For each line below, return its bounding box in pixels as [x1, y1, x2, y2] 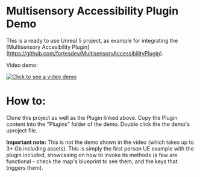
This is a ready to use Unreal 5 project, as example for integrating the [6, 37, 178, 44]
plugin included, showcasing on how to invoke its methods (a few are [6, 151, 178, 158]
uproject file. [6, 126, 38, 134]
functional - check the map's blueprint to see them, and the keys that [6, 158, 178, 165]
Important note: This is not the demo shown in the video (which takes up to [6, 138, 194, 146]
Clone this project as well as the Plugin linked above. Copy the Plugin [6, 114, 178, 121]
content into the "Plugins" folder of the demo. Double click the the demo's [6, 120, 190, 128]
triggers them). [6, 164, 43, 171]
